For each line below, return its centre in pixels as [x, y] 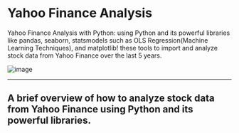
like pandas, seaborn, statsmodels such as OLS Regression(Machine [108, 40]
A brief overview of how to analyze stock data [111, 99]
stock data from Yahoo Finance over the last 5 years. [85, 55]
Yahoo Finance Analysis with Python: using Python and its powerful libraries [119, 33]
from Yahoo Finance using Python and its [100, 109]
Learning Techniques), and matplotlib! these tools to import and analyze [113, 48]
